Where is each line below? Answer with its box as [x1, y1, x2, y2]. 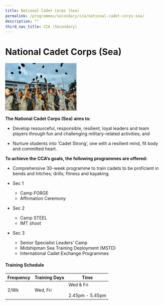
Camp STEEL [20, 215, 48, 221]
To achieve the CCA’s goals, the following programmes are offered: [5, 156, 148, 162]
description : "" [5, 19, 39, 24]
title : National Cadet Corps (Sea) [5, 8, 80, 13]
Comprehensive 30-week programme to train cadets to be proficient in [12, 165, 159, 171]
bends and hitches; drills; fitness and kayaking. [12, 171, 110, 177]
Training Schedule [5, 262, 44, 268]
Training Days [34, 274, 64, 280]
